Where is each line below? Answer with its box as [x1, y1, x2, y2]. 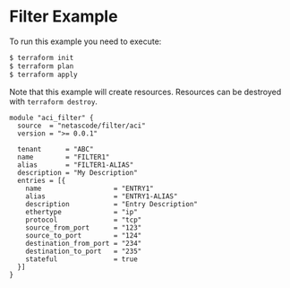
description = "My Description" [17, 168, 139, 177]
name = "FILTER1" [17, 153, 110, 161]
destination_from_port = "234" [25, 239, 142, 248]
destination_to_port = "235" [25, 247, 142, 256]
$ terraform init [9, 53, 74, 62]
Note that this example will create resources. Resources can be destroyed [9, 86, 282, 97]
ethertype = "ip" [25, 207, 139, 216]
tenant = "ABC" [17, 144, 94, 153]
